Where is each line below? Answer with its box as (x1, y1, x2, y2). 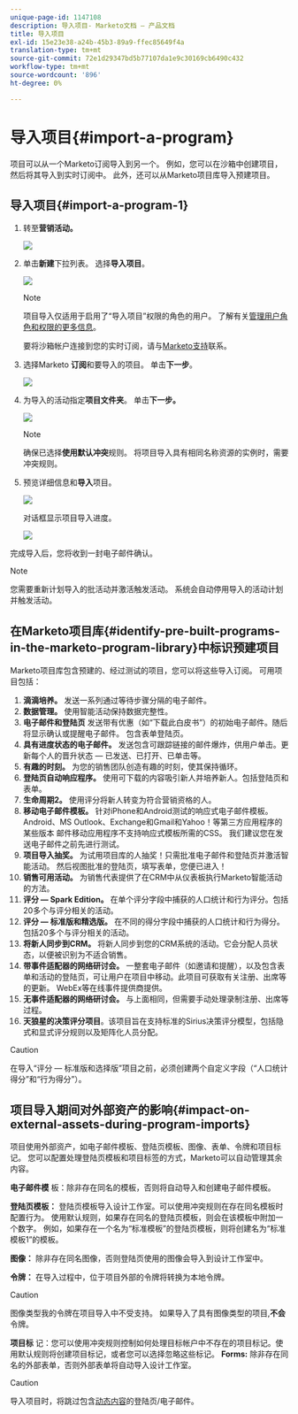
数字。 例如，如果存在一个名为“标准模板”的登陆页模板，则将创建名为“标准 (17, 1223, 287, 1233)
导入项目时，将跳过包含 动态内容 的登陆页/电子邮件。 (10, 1395, 200, 1406)
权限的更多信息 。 (38, 322, 101, 333)
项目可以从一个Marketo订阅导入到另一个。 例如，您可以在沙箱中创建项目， (10, 158, 283, 169)
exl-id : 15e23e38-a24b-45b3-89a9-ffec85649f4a (10, 37, 185, 47)
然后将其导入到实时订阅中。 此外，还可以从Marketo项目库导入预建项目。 (10, 169, 275, 180)
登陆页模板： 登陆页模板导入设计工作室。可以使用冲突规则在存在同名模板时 (10, 1201, 284, 1211)
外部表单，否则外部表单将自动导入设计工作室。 (25, 1360, 196, 1370)
